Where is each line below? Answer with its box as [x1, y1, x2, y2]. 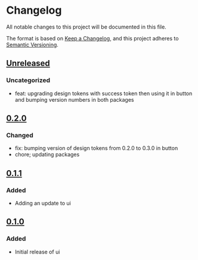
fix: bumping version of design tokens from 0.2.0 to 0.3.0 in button [14, 145, 178, 152]
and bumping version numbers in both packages [14, 96, 134, 103]
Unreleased [6, 58, 51, 68]
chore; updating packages [14, 151, 80, 158]
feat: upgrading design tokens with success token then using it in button [14, 90, 193, 97]
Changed [6, 131, 34, 139]
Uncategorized [6, 76, 51, 84]
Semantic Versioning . [6, 41, 58, 48]
